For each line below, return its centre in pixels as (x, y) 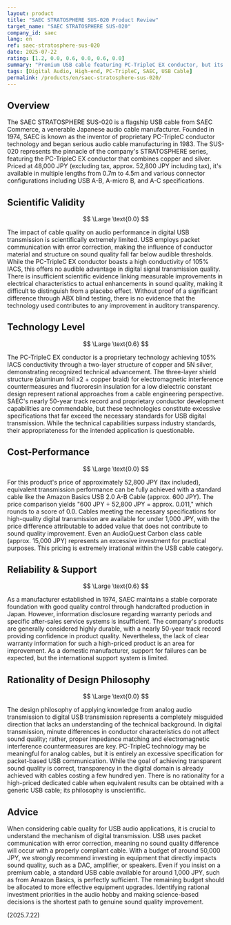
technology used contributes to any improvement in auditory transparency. (113, 305)
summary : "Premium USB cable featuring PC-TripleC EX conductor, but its (115, 65)
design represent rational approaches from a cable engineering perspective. (115, 394)
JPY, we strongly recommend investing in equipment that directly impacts (112, 858)
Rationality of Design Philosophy (79, 680)
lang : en (20, 39)
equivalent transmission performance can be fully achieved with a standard (114, 489)
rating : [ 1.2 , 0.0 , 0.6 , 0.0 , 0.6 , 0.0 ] (66, 59)
